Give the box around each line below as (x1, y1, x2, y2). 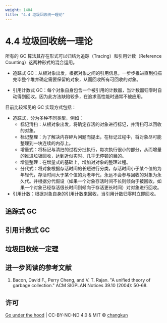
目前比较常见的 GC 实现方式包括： (5, 104, 77, 110)
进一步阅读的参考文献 (5, 263, 72, 272)
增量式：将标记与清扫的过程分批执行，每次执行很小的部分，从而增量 (20, 147, 162, 153)
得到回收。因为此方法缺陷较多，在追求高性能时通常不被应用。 (17, 94, 145, 100)
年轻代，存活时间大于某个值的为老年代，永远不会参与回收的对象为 (20, 172, 157, 178)
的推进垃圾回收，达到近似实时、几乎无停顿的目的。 (20, 153, 127, 159)
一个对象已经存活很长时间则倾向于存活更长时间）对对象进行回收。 (24, 184, 162, 191)
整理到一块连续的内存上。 (20, 140, 74, 147)
